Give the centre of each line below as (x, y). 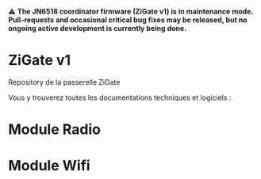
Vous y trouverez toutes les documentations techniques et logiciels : (120, 97)
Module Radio (55, 129)
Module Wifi (49, 166)
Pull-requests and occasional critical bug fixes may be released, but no (128, 20)
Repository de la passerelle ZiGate (64, 82)
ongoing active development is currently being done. (98, 28)
